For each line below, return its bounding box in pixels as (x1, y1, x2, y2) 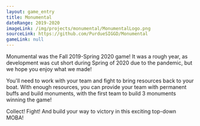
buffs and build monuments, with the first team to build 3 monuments (6, 90, 176, 97)
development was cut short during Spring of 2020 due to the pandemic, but (6, 59, 193, 66)
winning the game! (6, 96, 52, 103)
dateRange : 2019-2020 (6, 20, 60, 26)
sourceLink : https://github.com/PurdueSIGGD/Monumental (6, 31, 148, 37)
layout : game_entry (6, 8, 55, 15)
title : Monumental (6, 14, 52, 20)
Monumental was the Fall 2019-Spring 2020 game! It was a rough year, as (6, 53, 188, 60)
